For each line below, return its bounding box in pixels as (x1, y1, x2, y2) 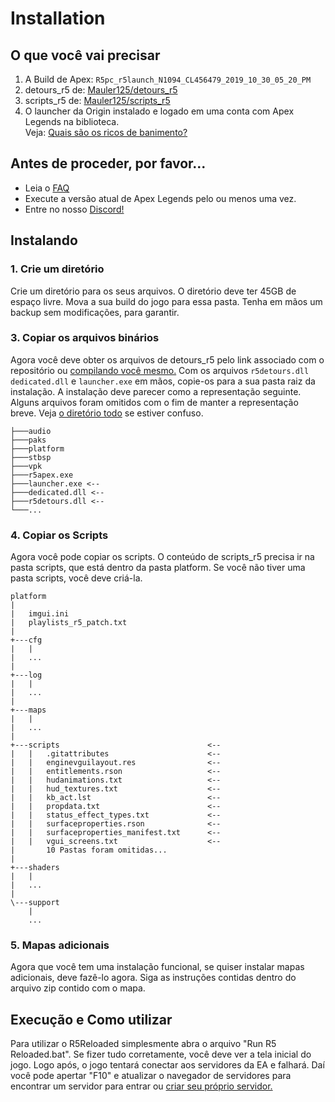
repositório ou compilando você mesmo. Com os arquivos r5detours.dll (10, 364, 310, 376)
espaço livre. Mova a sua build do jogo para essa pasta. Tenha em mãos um (10, 295, 323, 307)
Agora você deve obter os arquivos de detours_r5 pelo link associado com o (10, 353, 325, 366)
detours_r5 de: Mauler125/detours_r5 (24, 84, 178, 96)
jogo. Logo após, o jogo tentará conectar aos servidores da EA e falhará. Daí (10, 1059, 325, 1071)
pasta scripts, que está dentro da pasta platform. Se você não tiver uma (10, 562, 306, 574)
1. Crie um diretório (10, 262, 105, 276)
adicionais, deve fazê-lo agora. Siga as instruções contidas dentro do (10, 972, 297, 984)
